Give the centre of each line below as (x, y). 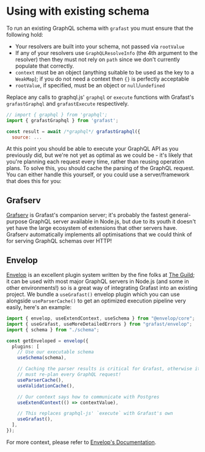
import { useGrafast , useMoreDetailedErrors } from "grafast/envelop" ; (99, 324)
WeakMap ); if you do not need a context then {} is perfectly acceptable (102, 79)
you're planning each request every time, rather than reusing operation (95, 162)
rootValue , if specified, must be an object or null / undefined (90, 85)
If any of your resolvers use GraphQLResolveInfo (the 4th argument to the (106, 52)
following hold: (25, 34)
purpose (17, 221)
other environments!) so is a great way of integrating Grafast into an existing (102, 288)
